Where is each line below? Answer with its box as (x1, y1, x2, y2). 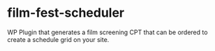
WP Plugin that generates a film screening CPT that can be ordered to (7, 28, 208, 36)
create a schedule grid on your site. (7, 35, 110, 43)
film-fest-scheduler (7, 5, 125, 21)
